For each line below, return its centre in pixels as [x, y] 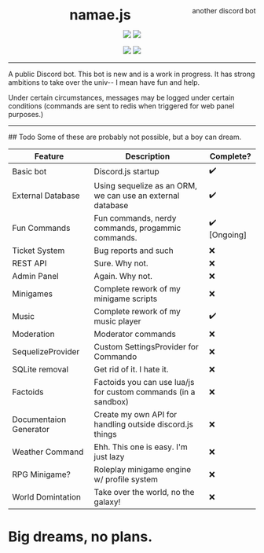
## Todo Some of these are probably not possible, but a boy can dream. [125, 137]
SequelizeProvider [46, 352]
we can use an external [137, 196]
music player [117, 321]
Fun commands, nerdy [135, 218]
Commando [115, 357]
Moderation [33, 334]
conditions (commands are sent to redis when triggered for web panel [121, 106]
